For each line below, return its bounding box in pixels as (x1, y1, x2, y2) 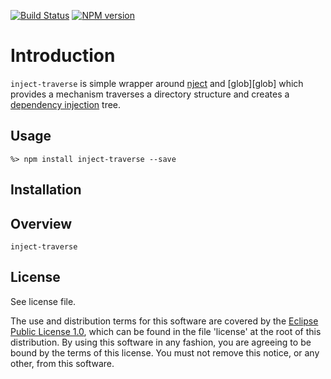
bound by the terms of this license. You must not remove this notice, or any (10, 346, 320, 359)
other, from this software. (10, 357, 115, 369)
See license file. (10, 295, 77, 307)
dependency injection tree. (10, 98, 122, 110)
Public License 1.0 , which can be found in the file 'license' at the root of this (10, 325, 322, 337)
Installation (10, 181, 82, 199)
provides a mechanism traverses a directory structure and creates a (10, 88, 290, 100)
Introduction (10, 45, 116, 67)
